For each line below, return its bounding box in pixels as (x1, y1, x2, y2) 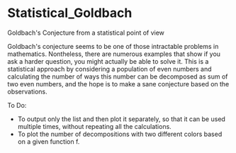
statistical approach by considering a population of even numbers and (7, 64, 212, 73)
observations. (7, 87, 47, 96)
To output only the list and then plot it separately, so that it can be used (17, 115, 225, 123)
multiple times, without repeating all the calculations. (17, 122, 172, 130)
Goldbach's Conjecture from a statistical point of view (7, 28, 165, 37)
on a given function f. (17, 137, 80, 146)
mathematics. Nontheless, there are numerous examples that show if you (7, 50, 221, 58)
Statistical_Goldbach (7, 5, 133, 21)
